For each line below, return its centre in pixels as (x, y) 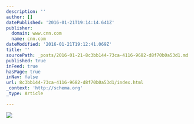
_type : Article (25, 93)
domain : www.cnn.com (37, 33)
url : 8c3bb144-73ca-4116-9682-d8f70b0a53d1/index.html (75, 83)
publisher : (19, 28)
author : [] (19, 17)
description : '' (26, 11)
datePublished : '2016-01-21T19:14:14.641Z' (60, 22)
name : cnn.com (29, 39)
